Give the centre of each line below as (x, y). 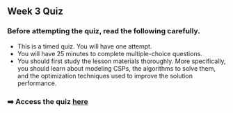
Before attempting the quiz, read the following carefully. (104, 31)
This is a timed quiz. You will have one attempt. (85, 46)
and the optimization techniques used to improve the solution (105, 76)
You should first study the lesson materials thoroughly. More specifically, (121, 61)
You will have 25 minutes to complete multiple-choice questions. (110, 53)
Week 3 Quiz (35, 11)
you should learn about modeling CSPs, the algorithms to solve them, (116, 68)
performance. (37, 83)
